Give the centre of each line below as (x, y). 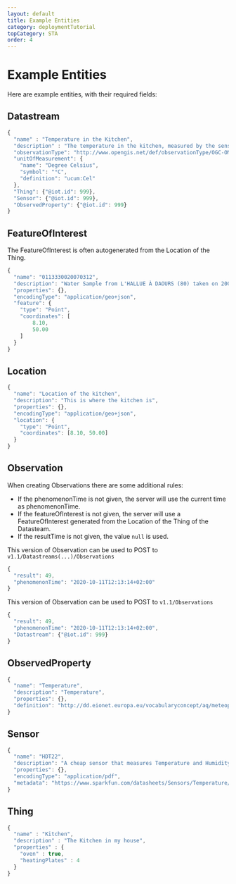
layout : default (31, 14)
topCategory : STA (33, 33)
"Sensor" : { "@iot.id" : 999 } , (56, 198)
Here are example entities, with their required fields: (82, 94)
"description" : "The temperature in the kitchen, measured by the (114, 146)
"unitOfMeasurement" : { (48, 159)
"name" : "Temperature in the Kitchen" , (73, 139)
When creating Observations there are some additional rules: (96, 485)
